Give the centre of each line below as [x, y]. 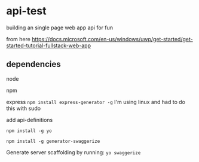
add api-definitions [30, 120]
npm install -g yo [29, 131]
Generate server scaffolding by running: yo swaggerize [74, 152]
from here [19, 39]
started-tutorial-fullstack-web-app [49, 45]
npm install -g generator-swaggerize [53, 141]
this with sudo [23, 108]
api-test [26, 11]
